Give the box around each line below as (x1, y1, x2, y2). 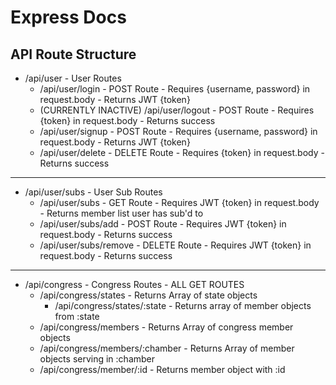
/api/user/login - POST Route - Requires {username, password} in (39, 83, 311, 95)
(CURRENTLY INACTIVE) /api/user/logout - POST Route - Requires (39, 104, 315, 116)
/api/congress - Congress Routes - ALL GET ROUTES (24, 279, 245, 290)
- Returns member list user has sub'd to (39, 207, 204, 219)
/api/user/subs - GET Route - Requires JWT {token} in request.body (39, 197, 320, 208)
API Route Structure (10, 46, 137, 63)
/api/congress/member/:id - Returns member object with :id (39, 364, 286, 375)
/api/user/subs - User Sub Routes (24, 186, 163, 198)
